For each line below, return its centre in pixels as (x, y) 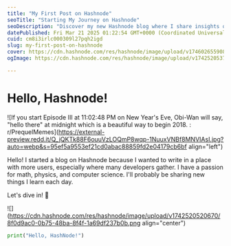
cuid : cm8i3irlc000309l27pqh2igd (55, 39)
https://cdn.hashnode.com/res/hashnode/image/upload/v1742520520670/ (115, 215)
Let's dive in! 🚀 (28, 195)
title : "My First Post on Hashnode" (59, 13)
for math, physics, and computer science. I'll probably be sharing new (106, 174)
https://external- (81, 132)
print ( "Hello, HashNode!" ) (46, 235)
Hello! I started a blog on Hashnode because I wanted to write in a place (109, 159)
